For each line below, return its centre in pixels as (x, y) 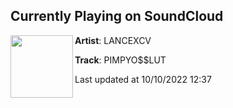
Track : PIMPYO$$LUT (120, 60)
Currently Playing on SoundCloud (117, 16)
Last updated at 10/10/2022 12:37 (143, 79)
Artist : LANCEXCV (113, 40)
